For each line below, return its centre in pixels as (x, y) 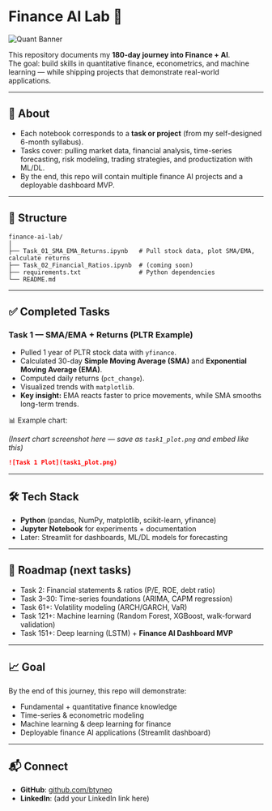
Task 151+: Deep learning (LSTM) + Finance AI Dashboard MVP (126, 633)
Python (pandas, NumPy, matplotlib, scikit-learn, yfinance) (118, 520)
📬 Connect (38, 766)
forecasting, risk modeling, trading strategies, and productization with (136, 159)
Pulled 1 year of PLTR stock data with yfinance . (98, 353)
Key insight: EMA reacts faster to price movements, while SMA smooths (140, 396)
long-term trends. (49, 404)
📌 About (29, 114)
